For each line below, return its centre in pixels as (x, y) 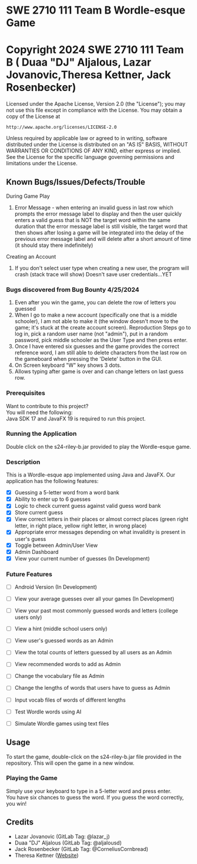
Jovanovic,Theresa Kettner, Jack (89, 75)
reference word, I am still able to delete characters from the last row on (101, 353)
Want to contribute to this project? (47, 406)
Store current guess (39, 513)
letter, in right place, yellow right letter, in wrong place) (81, 526)
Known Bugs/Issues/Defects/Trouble (76, 182)
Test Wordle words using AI (48, 712)
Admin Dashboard (36, 552)
